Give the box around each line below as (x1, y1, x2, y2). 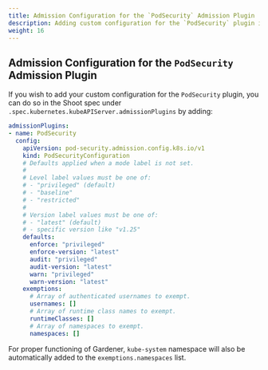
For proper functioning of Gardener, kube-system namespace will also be (8, 344, 246, 353)
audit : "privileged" (29, 255, 98, 263)
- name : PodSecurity (8, 129, 77, 138)
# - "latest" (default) (22, 218, 102, 226)
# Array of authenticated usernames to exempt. (29, 293, 191, 301)
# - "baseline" (22, 189, 73, 197)
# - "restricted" (22, 196, 81, 204)
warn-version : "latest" (29, 277, 109, 285)
